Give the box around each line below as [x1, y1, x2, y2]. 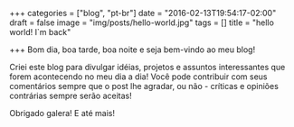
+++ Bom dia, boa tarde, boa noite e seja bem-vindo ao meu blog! [9, 44, 256, 55]
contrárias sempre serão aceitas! [9, 90, 133, 101]
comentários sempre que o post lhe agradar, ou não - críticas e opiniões [9, 81, 279, 91]
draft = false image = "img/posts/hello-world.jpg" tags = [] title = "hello [9, 17, 274, 28]
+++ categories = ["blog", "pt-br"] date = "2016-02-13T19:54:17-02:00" [9, 8, 277, 18]
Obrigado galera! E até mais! [9, 108, 116, 118]
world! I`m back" [9, 27, 71, 37]
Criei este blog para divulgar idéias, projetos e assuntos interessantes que [9, 62, 286, 72]
